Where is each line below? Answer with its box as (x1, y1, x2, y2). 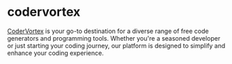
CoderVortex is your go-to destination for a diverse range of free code (7, 27, 209, 35)
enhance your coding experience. (7, 49, 105, 57)
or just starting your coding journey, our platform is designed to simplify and (7, 41, 226, 50)
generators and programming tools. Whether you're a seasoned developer (7, 34, 221, 42)
